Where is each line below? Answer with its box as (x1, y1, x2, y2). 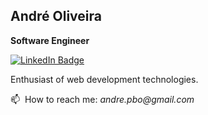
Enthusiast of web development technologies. (10, 73, 199, 85)
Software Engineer (10, 34, 90, 46)
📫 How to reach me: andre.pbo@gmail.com (10, 93, 195, 105)
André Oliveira (10, 8, 102, 25)
